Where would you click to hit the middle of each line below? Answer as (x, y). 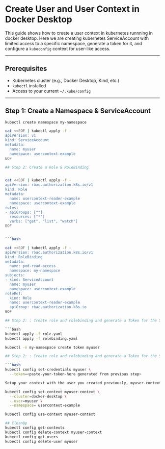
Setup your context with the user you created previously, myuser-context (83, 383)
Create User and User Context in (72, 9)
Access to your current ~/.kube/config (51, 91)
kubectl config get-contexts (35, 428)
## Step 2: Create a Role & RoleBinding (47, 167)
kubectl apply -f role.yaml (34, 334)
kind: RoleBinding (24, 257)
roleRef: (14, 293)
